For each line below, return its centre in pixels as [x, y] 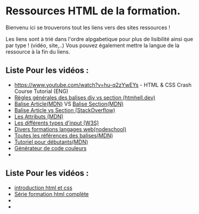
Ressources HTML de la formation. [93, 11]
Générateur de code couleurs [50, 148]
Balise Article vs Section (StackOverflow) [65, 110]
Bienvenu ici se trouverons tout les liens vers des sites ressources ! [88, 27]
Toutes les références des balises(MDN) [64, 135]
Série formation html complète [52, 194]
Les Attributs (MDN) [39, 116]
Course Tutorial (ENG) [41, 91]
